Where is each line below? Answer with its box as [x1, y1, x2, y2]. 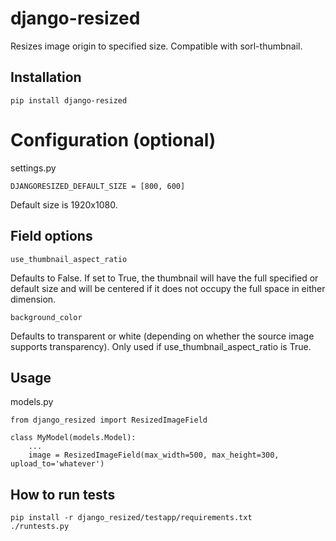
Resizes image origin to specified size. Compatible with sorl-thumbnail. [10, 40, 303, 52]
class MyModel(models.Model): [10, 433, 137, 443]
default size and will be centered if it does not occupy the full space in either [10, 282, 326, 294]
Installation [10, 69, 82, 86]
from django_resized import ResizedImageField [10, 415, 208, 426]
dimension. [10, 293, 57, 305]
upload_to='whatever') [10, 459, 105, 469]
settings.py [10, 162, 57, 174]
